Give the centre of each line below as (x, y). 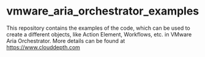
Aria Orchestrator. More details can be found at (66, 41)
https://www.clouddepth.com (43, 47)
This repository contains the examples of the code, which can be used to (99, 28)
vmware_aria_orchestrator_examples (103, 11)
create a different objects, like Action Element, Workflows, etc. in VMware (99, 34)
